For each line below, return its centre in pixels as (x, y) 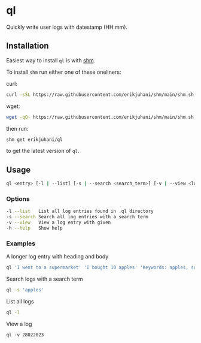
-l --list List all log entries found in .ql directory (80, 211)
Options (18, 198)
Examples (21, 243)
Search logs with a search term (45, 279)
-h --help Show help (34, 228)
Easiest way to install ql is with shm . (51, 60)
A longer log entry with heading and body (57, 257)
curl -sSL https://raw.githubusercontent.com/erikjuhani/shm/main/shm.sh (100, 94)
